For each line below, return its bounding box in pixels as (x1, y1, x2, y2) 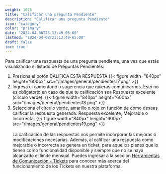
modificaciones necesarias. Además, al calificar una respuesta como (12, 137, 154, 143)
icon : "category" (5, 21, 41, 26)
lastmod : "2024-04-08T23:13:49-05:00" (5, 35, 85, 40)
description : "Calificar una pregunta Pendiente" (5, 16, 110, 21)
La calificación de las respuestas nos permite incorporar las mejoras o (12, 131, 157, 137)
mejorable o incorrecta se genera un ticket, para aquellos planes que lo (12, 142, 159, 148)
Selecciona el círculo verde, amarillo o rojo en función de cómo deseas (12, 105, 158, 111)
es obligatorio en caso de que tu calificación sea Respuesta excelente (12, 89, 156, 95)
